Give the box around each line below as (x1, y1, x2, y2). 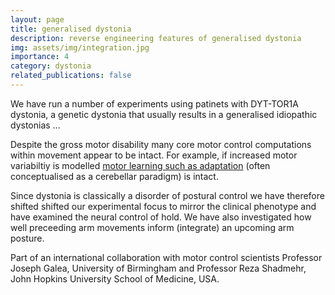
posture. (10, 232, 45, 244)
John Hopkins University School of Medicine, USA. (10, 272, 220, 285)
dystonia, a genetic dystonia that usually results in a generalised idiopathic (10, 108, 318, 120)
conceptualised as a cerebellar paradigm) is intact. (10, 170, 219, 182)
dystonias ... (10, 119, 61, 131)
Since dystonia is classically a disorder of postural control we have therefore (10, 189, 325, 201)
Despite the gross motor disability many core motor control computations (10, 138, 312, 150)
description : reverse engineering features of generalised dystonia (10, 33, 302, 43)
